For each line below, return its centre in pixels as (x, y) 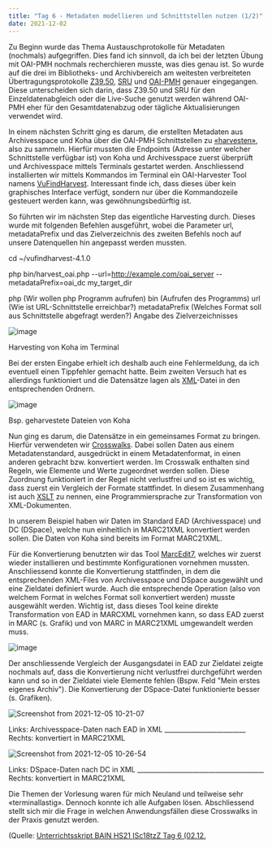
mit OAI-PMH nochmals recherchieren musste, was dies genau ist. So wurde (136, 64)
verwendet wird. (36, 115)
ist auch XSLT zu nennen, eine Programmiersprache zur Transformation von (135, 496)
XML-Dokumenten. (40, 505)
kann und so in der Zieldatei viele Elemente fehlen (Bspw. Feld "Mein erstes (134, 681)
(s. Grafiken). (30, 698)
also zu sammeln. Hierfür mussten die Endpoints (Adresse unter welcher (130, 149)
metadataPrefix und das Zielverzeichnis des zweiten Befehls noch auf (125, 233)
